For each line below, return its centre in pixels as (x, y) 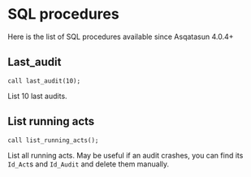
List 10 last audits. (37, 96)
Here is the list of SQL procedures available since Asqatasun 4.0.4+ (121, 37)
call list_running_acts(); (53, 140)
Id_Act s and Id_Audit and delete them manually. (89, 164)
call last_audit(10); (44, 81)
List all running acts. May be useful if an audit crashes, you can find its (125, 155)
